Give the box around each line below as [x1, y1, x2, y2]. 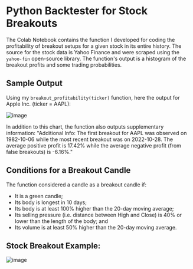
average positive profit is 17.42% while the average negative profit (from [6, 142, 182, 149]
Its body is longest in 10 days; [14, 199, 87, 206]
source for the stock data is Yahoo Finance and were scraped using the [6, 48, 180, 55]
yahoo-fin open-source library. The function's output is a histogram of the [6, 55, 187, 62]
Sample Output [6, 78, 63, 88]
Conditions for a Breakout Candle [6, 165, 131, 175]
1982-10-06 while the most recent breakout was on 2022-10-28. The [6, 136, 174, 143]
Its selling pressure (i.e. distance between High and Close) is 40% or [14, 211, 182, 218]
